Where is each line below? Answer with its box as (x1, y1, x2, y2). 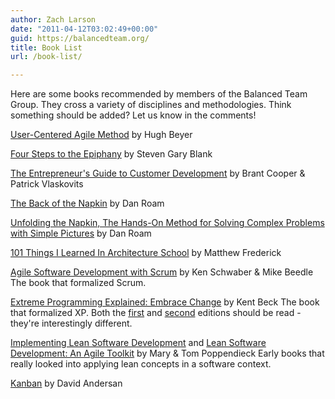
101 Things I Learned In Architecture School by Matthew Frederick (10, 247, 282, 259)
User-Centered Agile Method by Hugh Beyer (10, 129, 193, 141)
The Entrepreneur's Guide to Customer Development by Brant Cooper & (10, 167, 306, 180)
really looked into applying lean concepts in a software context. (10, 358, 272, 370)
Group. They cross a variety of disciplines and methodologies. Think (10, 99, 292, 111)
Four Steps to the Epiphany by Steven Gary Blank (10, 148, 213, 160)
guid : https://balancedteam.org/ (10, 33, 150, 43)
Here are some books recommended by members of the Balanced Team (10, 88, 308, 100)
